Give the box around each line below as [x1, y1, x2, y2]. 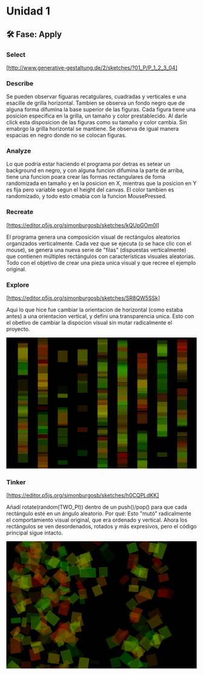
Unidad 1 [6, 4, 50, 18]
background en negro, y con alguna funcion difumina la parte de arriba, [6, 167, 184, 174]
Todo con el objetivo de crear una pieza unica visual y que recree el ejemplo [6, 259, 196, 266]
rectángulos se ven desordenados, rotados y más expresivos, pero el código [6, 523, 197, 530]
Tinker [6, 477, 26, 486]
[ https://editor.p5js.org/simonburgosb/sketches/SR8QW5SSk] [6, 294, 160, 302]
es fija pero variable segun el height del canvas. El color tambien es [6, 186, 175, 193]
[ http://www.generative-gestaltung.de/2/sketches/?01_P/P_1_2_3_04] [6, 64, 178, 71]
